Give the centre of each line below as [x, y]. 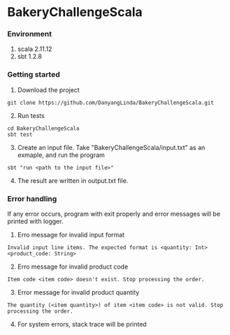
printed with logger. [35, 221]
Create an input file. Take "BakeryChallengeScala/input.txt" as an [111, 147]
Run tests [31, 115]
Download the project [49, 90]
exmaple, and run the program [61, 155]
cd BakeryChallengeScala [43, 128]
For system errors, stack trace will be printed [82, 325]
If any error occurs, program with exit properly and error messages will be [114, 214]
